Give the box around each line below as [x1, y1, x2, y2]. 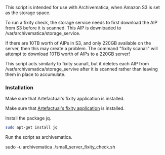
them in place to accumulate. [5, 71, 66, 77]
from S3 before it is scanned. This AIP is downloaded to [5, 25, 121, 31]
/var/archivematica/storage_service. [5, 30, 80, 36]
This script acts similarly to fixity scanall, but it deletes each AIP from [5, 61, 149, 66]
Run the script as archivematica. [5, 134, 72, 140]
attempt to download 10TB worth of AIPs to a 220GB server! [5, 51, 130, 57]
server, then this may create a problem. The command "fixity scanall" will [5, 46, 158, 51]
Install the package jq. [5, 115, 52, 121]
